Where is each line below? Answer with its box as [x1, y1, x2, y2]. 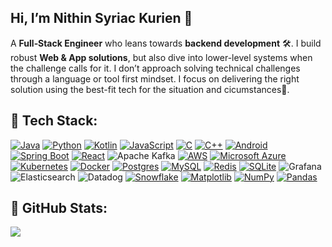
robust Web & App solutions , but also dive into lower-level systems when [10, 51, 313, 63]
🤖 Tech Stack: [10, 112, 98, 130]
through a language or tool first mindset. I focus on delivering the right [10, 72, 300, 85]
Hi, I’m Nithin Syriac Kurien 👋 [10, 10, 193, 27]
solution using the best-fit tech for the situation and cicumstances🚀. [10, 83, 290, 95]
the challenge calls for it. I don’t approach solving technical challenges [10, 62, 301, 74]
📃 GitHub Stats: [10, 200, 108, 217]
